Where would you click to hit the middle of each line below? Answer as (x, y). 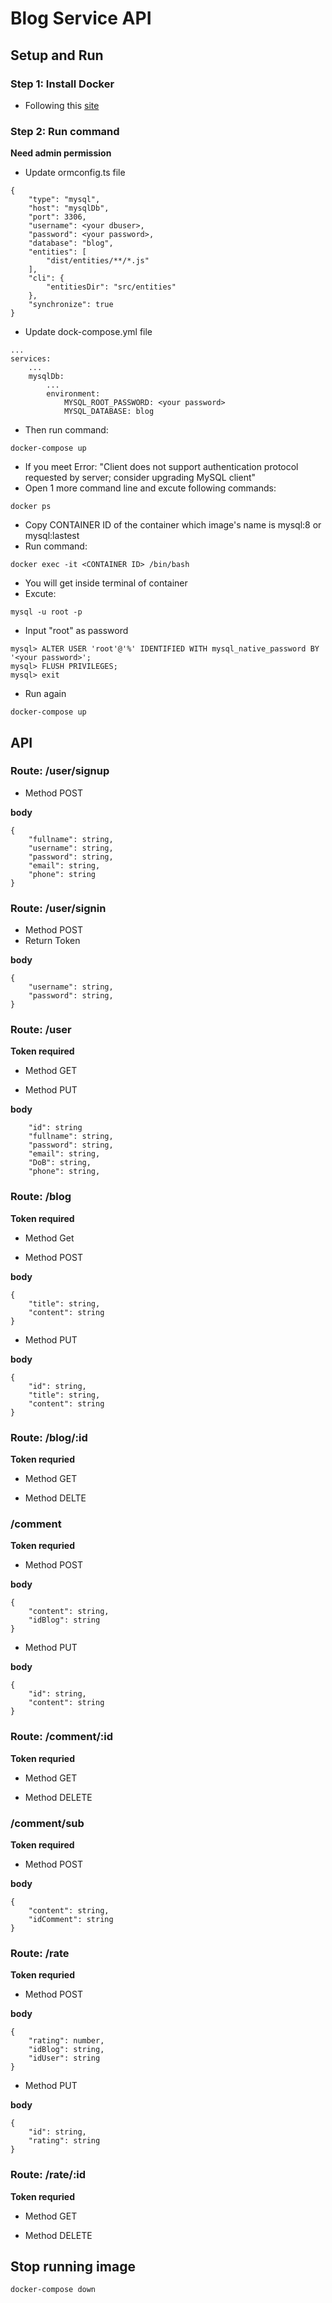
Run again (45, 694)
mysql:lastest (52, 536)
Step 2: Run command (65, 131)
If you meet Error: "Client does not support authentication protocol (161, 467)
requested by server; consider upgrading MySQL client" (140, 478)
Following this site (62, 105)
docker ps (31, 507)
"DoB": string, (60, 1163)
